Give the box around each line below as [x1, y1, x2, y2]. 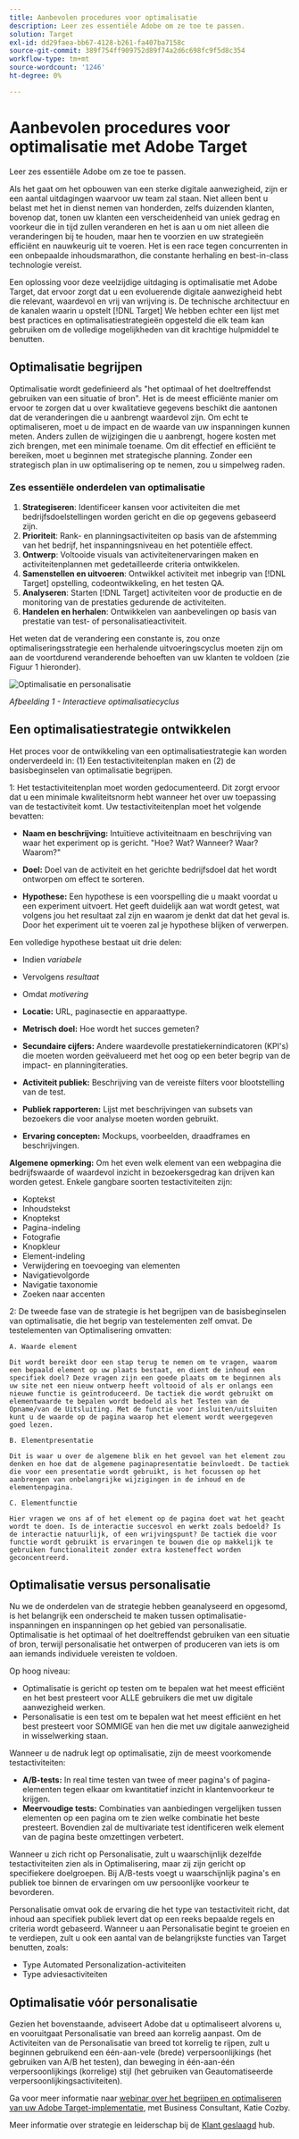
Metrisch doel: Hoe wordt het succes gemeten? [21, 1023, 200, 1034]
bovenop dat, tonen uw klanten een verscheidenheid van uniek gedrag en [9, 212, 280, 222]
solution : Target [9, 29, 74, 38]
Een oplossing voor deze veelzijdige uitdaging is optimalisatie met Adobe [9, 276, 278, 287]
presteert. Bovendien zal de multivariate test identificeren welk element [21, 1822, 285, 1833]
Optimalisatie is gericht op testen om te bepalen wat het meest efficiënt [21, 1683, 286, 1694]
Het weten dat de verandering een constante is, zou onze [9, 633, 220, 643]
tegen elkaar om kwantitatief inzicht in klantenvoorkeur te [63, 1784, 275, 1795]
